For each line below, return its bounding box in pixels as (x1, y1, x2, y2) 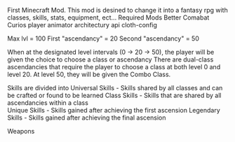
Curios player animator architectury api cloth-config (7, 21, 158, 29)
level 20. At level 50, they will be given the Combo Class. (7, 70, 171, 78)
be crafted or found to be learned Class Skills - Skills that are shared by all (7, 91, 222, 99)
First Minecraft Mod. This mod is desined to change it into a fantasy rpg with (7, 6, 228, 14)
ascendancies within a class (7, 99, 89, 107)
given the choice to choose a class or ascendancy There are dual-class (7, 55, 214, 64)
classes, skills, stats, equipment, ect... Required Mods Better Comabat (7, 13, 210, 22)
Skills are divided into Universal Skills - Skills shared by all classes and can (7, 84, 223, 92)
